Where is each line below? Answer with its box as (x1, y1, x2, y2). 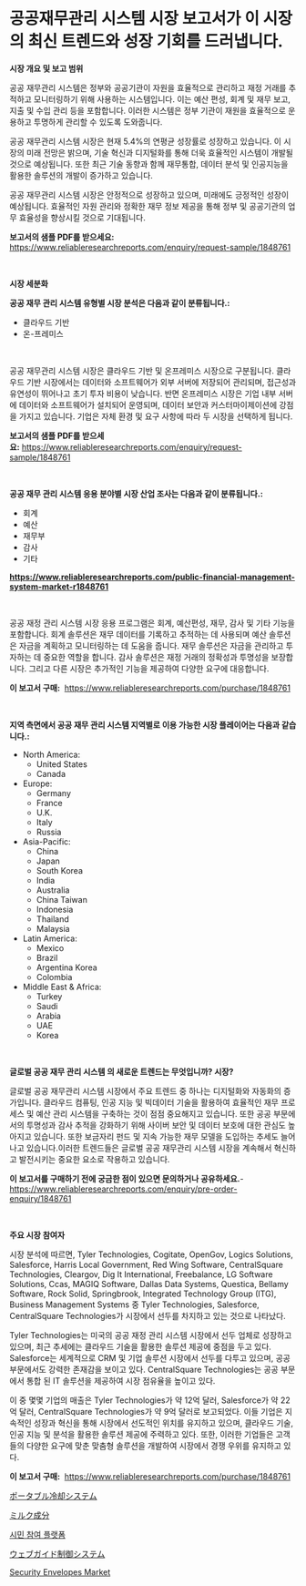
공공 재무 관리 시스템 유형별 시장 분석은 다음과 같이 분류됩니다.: (9, 297, 230, 308)
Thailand (36, 913, 70, 925)
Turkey (36, 990, 63, 1002)
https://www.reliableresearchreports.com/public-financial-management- (9, 571, 296, 582)
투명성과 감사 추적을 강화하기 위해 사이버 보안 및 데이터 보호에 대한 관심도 (25, 1120, 287, 1131)
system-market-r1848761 (9, 580, 109, 592)
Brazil (36, 952, 58, 963)
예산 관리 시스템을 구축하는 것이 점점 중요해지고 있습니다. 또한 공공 (36, 1108, 271, 1119)
